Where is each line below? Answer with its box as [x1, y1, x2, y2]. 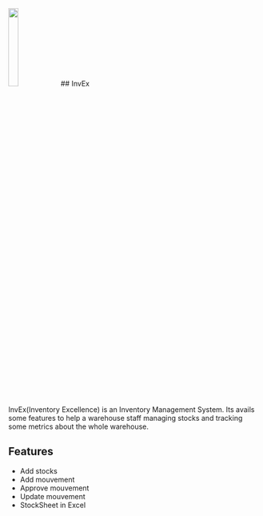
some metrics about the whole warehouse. [8, 422, 149, 431]
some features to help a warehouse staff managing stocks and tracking [8, 414, 243, 422]
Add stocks [19, 466, 58, 475]
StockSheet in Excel [19, 500, 86, 510]
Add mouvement [19, 474, 75, 484]
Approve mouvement [19, 483, 90, 493]
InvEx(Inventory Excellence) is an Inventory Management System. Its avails [8, 405, 255, 414]
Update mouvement [19, 491, 86, 501]
